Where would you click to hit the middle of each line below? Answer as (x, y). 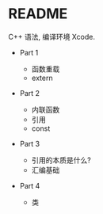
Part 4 (30, 185)
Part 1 (29, 52)
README (38, 14)
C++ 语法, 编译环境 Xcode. (51, 36)
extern (42, 78)
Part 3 (30, 143)
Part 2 (30, 93)
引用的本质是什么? (61, 160)
